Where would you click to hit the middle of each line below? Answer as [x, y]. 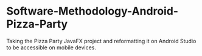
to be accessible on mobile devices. [51, 47]
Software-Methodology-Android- [92, 11]
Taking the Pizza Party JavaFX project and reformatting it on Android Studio [101, 41]
